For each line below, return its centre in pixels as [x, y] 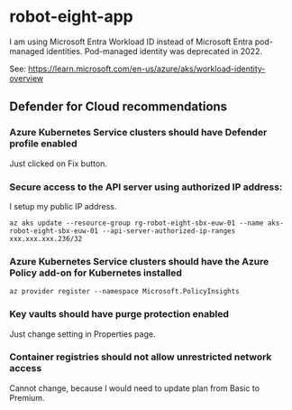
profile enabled [43, 144]
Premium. [27, 397]
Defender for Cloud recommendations [119, 107]
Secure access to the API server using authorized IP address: [146, 187]
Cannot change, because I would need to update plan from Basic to [134, 388]
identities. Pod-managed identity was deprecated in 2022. [155, 51]
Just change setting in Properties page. [82, 334]
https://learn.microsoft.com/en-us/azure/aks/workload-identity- [147, 69]
